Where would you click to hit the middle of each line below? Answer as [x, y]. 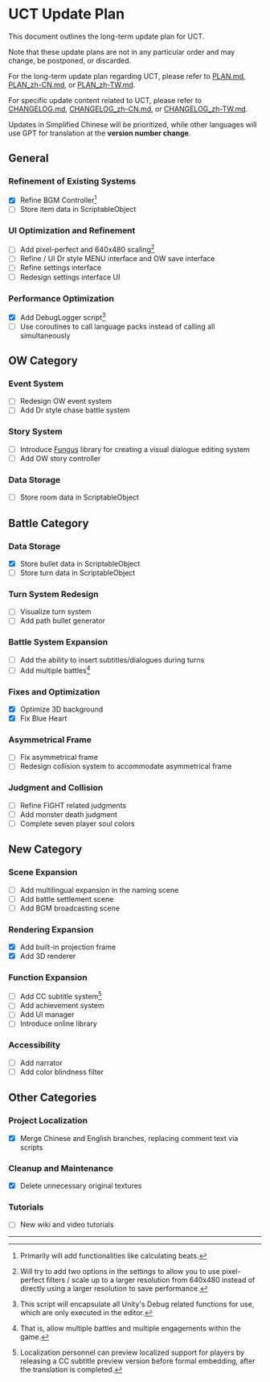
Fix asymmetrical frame [59, 757]
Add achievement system [62, 1006]
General [29, 158]
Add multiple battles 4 [55, 670]
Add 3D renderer [48, 957]
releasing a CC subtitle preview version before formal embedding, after [137, 1361]
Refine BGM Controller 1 [58, 200]
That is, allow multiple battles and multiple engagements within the [130, 1328]
